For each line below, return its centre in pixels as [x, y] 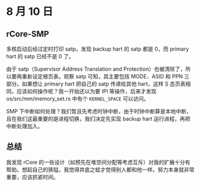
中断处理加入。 [24, 126]
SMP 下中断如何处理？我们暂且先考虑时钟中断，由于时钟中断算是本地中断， [99, 111]
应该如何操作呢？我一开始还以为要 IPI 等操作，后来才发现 [87, 91]
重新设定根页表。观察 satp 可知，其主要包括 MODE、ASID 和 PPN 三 [106, 76]
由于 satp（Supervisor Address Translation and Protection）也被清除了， [96, 69]
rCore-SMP [28, 34]
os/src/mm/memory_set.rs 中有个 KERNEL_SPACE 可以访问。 [78, 99]
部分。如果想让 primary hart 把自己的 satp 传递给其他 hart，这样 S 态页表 [96, 84]
